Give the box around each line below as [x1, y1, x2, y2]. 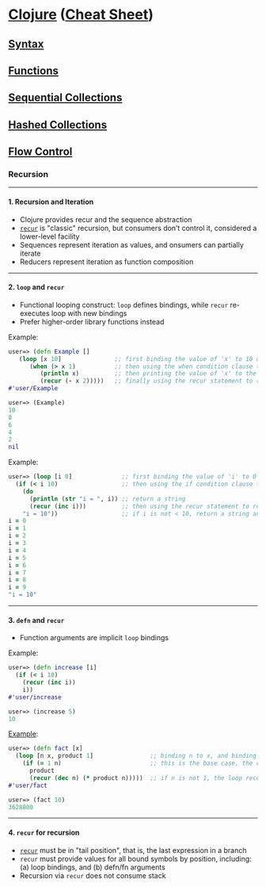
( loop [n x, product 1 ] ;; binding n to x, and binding [15, 752, 257, 760]
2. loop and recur [8, 282, 65, 292]
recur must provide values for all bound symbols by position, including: [19, 854, 252, 863]
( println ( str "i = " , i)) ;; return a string [28, 494, 186, 503]
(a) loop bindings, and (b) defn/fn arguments [19, 862, 166, 872]
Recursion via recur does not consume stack [19, 870, 166, 880]
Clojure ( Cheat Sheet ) [8, 6, 154, 24]
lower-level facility [19, 232, 80, 241]
